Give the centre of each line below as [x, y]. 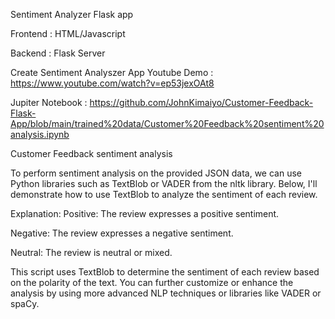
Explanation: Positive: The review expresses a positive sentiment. [145, 213]
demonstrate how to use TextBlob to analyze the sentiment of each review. [164, 194]
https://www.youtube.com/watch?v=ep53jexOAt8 [112, 83]
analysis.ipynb [40, 134]
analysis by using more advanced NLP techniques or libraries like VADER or [166, 293]
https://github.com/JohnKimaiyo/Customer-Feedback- [201, 102]
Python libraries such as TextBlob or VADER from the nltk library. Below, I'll [164, 183]
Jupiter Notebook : [49, 102]
